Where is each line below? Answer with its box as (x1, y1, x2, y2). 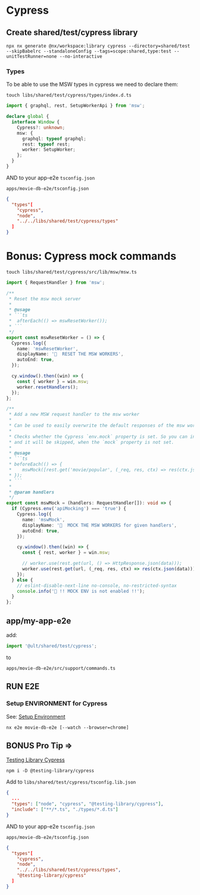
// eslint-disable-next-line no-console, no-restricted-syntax (17, 582, 177, 589)
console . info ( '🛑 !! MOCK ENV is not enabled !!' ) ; (17, 588, 145, 594)
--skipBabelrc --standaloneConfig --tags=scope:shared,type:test (6, 48, 171, 54)
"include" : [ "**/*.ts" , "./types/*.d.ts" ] (11, 807, 118, 813)
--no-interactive (59, 54, 102, 60)
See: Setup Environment (6, 713, 65, 720)
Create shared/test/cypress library (6, 27, 138, 38)
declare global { (6, 114, 49, 120)
